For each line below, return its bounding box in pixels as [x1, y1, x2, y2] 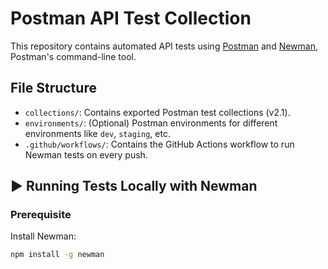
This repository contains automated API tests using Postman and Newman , [10, 40, 319, 52]
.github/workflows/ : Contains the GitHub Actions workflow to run [24, 138, 295, 150]
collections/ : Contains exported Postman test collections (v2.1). [24, 106, 291, 118]
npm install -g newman [10, 250, 105, 260]
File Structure [10, 80, 97, 97]
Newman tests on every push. [24, 148, 148, 161]
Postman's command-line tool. [10, 50, 137, 62]
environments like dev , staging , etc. [24, 127, 171, 139]
